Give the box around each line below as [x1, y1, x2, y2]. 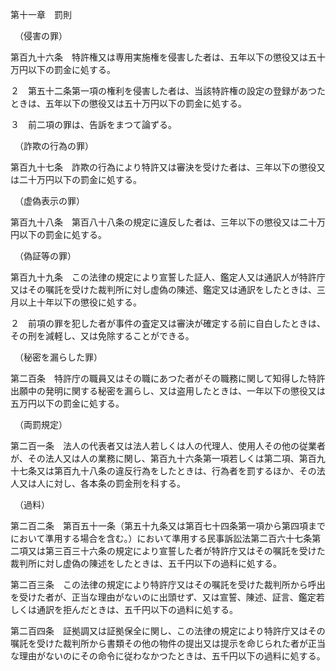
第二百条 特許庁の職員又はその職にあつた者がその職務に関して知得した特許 [10, 373, 326, 384]
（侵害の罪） [18, 30, 68, 42]
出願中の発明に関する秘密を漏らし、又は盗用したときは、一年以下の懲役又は [10, 385, 326, 397]
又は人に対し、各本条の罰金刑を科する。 [18, 478, 186, 489]
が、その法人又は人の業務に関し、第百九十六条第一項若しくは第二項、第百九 [10, 453, 326, 464]
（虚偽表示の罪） [18, 195, 85, 207]
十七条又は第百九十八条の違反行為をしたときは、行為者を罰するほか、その [10, 465, 317, 477]
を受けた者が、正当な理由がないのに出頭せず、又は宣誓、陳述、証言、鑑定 [10, 591, 317, 603]
